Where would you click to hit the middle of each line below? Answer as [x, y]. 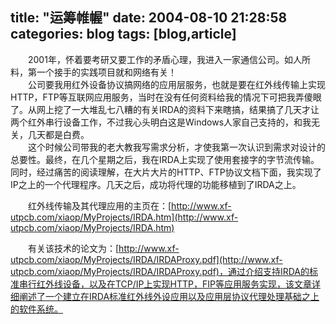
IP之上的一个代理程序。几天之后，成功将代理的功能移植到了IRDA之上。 [156, 184]
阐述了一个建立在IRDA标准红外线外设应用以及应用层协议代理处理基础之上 [169, 296]
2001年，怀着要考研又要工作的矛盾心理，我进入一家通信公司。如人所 [169, 59]
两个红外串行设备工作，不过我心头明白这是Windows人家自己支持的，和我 [161, 122]
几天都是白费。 [58, 134]
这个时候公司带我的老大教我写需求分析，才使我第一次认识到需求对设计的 [176, 147]
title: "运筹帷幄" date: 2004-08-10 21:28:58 [149, 18]
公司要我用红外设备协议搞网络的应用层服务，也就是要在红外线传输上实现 [176, 84]
